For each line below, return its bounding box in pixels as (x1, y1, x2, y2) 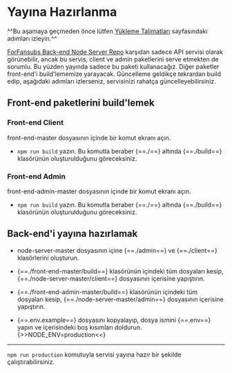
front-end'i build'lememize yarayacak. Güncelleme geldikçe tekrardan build (7, 70, 222, 78)
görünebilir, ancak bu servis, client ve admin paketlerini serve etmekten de (7, 55, 219, 63)
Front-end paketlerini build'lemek (7, 97, 155, 109)
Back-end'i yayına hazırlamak (7, 228, 138, 240)
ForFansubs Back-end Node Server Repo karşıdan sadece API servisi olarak (7, 48, 223, 56)
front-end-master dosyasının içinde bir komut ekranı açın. (7, 133, 171, 142)
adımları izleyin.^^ (7, 34, 57, 42)
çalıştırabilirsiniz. (7, 357, 55, 366)
